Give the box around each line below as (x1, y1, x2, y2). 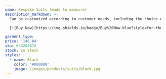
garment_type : (5, 34, 35, 39)
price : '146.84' (5, 39, 39, 44)
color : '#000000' (14, 62, 50, 67)
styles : (5, 52, 21, 57)
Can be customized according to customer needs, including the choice (9, 16, 158, 21)
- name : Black (9, 57, 39, 62)
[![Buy (9, 25, 23, 30)
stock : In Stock (5, 48, 39, 53)
